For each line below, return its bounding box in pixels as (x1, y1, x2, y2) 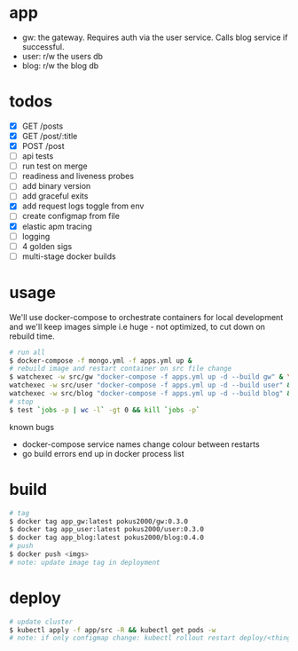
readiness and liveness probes (21, 171, 135, 182)
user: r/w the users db (21, 51, 104, 61)
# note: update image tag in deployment (9, 558, 161, 567)
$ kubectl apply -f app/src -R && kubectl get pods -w (9, 625, 216, 634)
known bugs (9, 421, 55, 432)
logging (21, 231, 51, 241)
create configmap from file (21, 211, 120, 222)
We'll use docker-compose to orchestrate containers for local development (9, 311, 284, 322)
